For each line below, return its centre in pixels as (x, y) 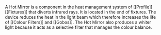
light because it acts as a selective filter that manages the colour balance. (79, 27)
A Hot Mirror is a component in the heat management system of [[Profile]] (79, 7)
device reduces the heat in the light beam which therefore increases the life (80, 17)
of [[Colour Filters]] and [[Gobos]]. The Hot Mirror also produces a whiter (78, 22)
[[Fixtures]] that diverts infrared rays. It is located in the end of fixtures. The (80, 12)
